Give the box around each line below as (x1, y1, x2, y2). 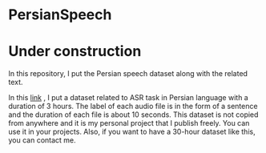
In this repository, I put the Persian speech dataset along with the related (8, 69, 248, 79)
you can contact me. (8, 135, 76, 145)
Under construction (8, 42, 142, 61)
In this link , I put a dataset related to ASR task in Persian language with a (8, 93, 248, 103)
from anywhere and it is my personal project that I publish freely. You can (8, 119, 250, 128)
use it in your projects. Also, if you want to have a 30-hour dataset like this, (8, 127, 256, 137)
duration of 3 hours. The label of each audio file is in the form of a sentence (8, 102, 258, 111)
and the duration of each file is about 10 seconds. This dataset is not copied (8, 110, 259, 119)
